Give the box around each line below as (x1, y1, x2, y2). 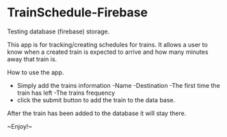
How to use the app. (7, 68, 64, 76)
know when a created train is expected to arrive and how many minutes (7, 48, 209, 56)
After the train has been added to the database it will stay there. (7, 109, 187, 117)
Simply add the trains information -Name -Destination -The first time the (16, 81, 220, 89)
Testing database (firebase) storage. (7, 27, 110, 35)
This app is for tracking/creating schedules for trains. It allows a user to (7, 40, 209, 48)
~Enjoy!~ (7, 122, 33, 130)
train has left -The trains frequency (16, 89, 116, 97)
